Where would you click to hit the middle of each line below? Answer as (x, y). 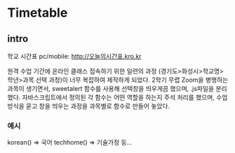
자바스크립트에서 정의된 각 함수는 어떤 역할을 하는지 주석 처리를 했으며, (119, 97)
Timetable (38, 13)
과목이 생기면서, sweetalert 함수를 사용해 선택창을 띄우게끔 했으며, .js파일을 (111, 88)
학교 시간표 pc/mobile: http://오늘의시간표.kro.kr (74, 56)
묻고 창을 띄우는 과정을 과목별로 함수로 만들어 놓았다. (98, 106)
